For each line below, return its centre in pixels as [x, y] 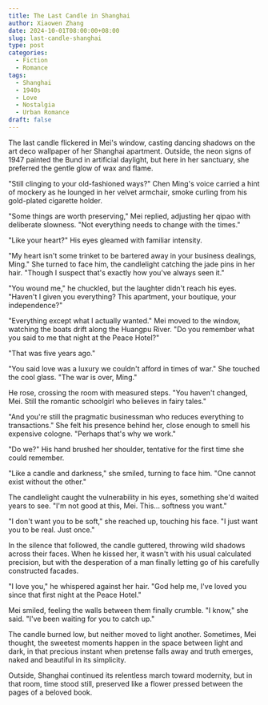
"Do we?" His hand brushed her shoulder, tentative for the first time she [126, 449]
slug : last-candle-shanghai [55, 38]
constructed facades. [44, 571]
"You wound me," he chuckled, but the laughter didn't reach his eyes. [123, 288]
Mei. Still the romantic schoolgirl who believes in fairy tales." [107, 401]
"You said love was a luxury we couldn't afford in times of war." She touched [134, 368]
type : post [26, 46]
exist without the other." [47, 482]
